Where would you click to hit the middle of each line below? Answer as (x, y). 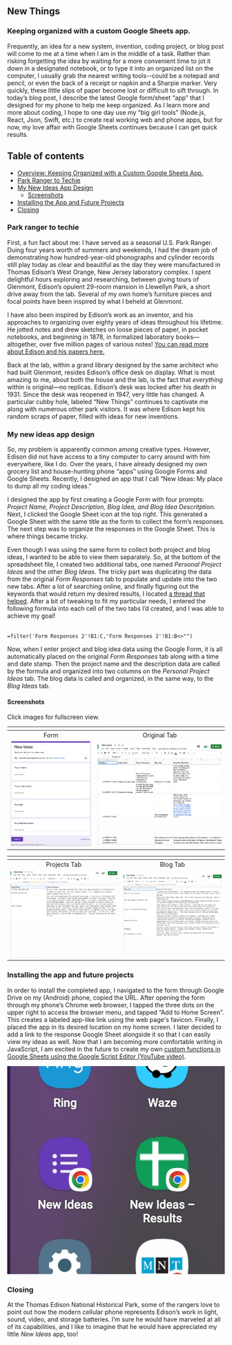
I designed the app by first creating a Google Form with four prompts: (106, 500)
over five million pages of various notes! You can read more (124, 344)
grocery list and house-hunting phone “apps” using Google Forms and (107, 472)
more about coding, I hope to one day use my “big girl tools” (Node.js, (107, 112)
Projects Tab (64, 864)
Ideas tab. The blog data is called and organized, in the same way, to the (110, 679)
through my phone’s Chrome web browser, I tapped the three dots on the (111, 1005)
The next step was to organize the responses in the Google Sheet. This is (111, 529)
